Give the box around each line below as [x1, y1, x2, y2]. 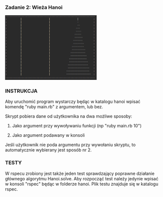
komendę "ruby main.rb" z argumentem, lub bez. [5, 104, 103, 110]
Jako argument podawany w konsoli [12, 132, 85, 138]
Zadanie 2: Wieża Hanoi [5, 4, 62, 11]
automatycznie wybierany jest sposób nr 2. [5, 147, 92, 153]
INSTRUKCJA [5, 87, 38, 94]
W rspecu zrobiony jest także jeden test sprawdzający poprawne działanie [5, 171, 155, 176]
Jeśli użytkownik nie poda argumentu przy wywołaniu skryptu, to [5, 142, 136, 148]
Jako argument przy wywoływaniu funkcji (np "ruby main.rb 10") [12, 123, 142, 129]
